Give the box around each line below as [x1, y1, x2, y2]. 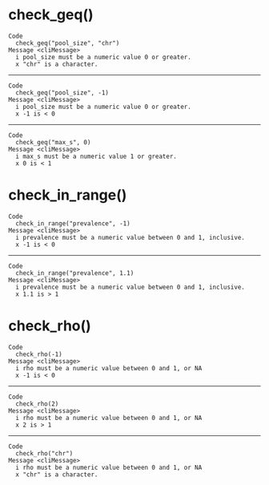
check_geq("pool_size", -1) [15, 88, 110, 97]
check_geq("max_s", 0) [15, 138, 91, 146]
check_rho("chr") [15, 449, 74, 458]
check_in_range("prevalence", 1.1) [15, 269, 134, 277]
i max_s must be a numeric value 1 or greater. [15, 152, 178, 160]
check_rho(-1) [15, 350, 62, 358]
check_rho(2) [15, 399, 59, 408]
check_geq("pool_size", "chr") [15, 38, 120, 47]
